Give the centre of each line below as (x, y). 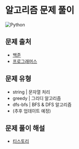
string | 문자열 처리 (31, 92)
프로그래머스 (25, 61)
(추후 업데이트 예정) (32, 111)
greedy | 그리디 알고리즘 (37, 98)
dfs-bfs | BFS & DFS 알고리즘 (42, 105)
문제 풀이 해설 (25, 128)
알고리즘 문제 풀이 (40, 10)
